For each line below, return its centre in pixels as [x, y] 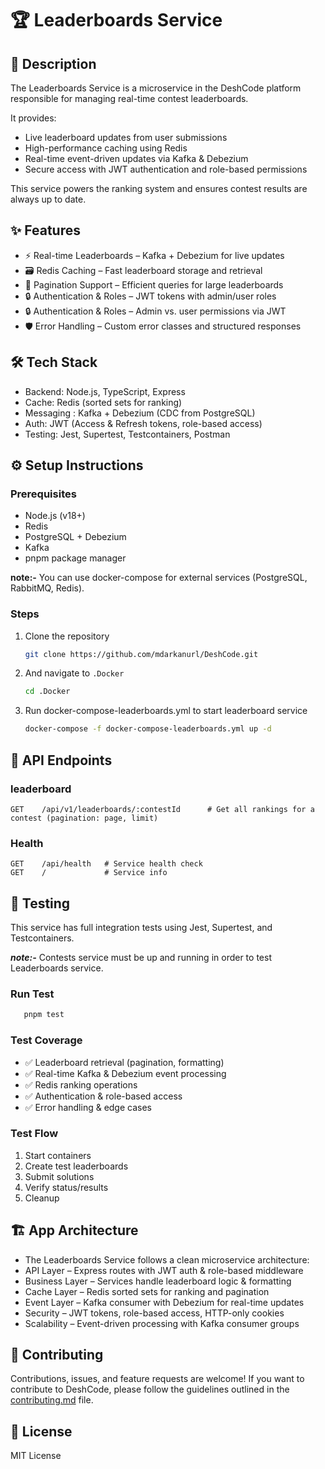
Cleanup [42, 1198]
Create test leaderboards [76, 1166]
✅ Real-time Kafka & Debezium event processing [125, 1073]
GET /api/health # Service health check [106, 864]
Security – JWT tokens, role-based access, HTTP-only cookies [154, 1313]
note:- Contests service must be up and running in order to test [141, 958]
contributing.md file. [52, 1400]
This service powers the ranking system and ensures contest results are [159, 188]
